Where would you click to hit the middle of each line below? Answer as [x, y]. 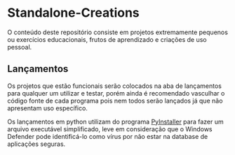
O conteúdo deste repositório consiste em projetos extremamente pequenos [117, 32]
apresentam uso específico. [47, 108]
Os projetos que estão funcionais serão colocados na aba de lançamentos [115, 86]
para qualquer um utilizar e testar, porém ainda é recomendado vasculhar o [116, 93]
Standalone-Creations [74, 13]
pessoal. [20, 47]
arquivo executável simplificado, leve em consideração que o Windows [110, 129]
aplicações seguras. [36, 144]
